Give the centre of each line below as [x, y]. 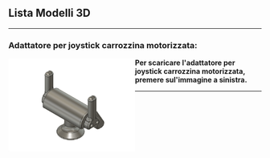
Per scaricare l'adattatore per [185, 63]
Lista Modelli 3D [49, 13]
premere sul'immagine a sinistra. [191, 80]
